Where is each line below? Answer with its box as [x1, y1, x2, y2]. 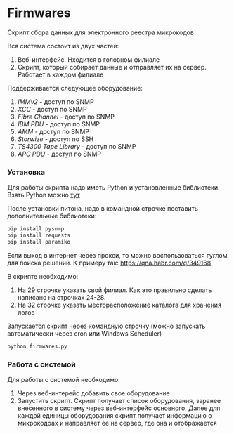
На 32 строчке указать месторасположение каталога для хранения [17, 301, 221, 309]
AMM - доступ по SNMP [17, 127, 90, 136]
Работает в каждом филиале [17, 70, 104, 79]
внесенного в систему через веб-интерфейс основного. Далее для [17, 404, 221, 412]
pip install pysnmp [7, 225, 65, 232]
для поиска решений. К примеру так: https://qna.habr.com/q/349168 [7, 258, 212, 267]
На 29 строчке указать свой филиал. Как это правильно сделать [17, 286, 212, 294]
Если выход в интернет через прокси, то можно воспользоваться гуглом [7, 251, 228, 259]
